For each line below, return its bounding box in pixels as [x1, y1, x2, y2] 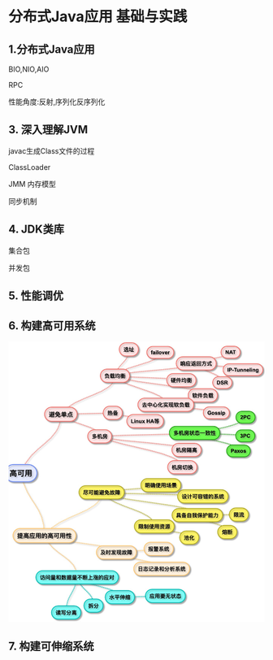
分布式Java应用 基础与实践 [8, 7, 188, 26]
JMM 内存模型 [8, 179, 57, 189]
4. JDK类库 [8, 223, 65, 237]
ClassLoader [8, 162, 51, 172]
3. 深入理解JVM [8, 123, 88, 137]
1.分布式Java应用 [8, 42, 95, 56]
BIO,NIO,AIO [8, 64, 50, 74]
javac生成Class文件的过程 [8, 145, 95, 155]
